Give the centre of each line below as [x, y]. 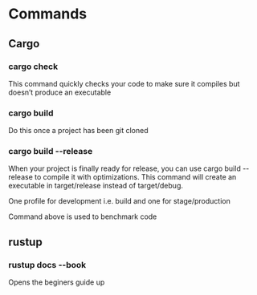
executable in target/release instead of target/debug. [96, 186]
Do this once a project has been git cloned [78, 131]
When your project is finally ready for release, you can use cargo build [124, 168]
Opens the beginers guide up [57, 282]
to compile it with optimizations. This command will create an [136, 177]
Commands [48, 14]
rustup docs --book [47, 265]
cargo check [33, 67]
